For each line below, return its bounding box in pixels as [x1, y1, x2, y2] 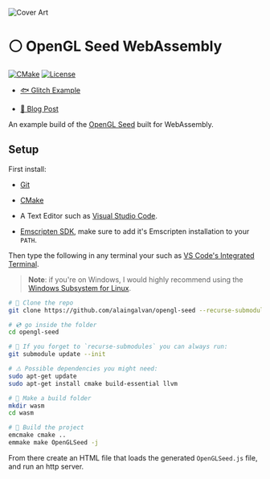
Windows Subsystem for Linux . [27, 283, 131, 293]
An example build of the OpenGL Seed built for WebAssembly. [8, 119, 215, 129]
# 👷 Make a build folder [8, 394, 92, 402]
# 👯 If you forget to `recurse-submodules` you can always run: [8, 342, 228, 351]
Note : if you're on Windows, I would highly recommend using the [27, 274, 243, 285]
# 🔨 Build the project [8, 424, 84, 432]
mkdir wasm [8, 402, 45, 410]
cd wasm [8, 409, 35, 417]
